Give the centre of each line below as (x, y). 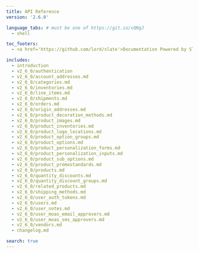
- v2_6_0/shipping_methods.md (49, 192)
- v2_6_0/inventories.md (42, 87)
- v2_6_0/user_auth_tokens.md (49, 197)
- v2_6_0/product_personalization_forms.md (66, 148)
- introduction (30, 66)
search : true (22, 241)
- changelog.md (30, 231)
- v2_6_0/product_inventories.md (53, 126)
